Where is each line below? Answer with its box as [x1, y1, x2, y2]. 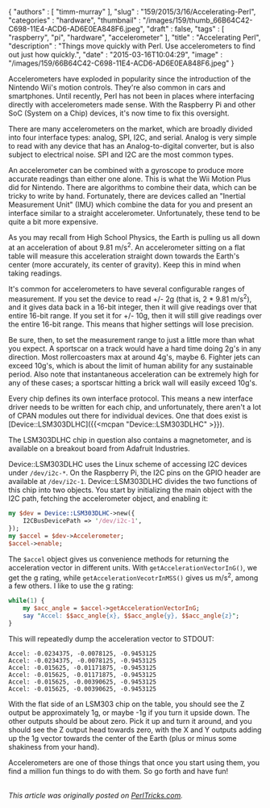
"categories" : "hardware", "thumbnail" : [8, 15, 141, 25]
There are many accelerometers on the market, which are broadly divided [8, 124, 253, 133]
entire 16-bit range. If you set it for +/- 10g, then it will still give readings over [8, 311, 263, 321]
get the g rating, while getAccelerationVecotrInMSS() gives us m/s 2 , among [8, 571, 259, 583]
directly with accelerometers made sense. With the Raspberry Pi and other [8, 100, 256, 109]
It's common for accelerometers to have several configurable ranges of [8, 284, 245, 293]
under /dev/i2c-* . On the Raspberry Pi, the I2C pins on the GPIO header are [8, 468, 261, 478]
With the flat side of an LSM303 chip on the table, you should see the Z [8, 699, 245, 709]
